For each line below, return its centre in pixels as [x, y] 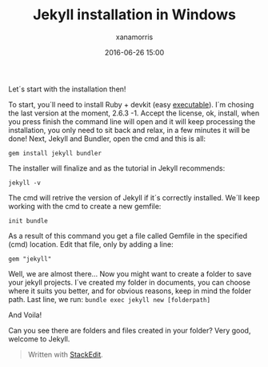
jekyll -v [25, 183]
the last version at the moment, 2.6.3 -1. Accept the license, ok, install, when [134, 113]
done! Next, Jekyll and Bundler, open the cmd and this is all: [107, 139]
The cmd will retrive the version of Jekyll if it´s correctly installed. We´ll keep [134, 197]
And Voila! [25, 315]
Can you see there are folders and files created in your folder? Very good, [130, 330]
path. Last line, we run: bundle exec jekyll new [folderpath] [109, 299]
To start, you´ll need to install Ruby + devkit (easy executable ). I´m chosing [131, 104]
